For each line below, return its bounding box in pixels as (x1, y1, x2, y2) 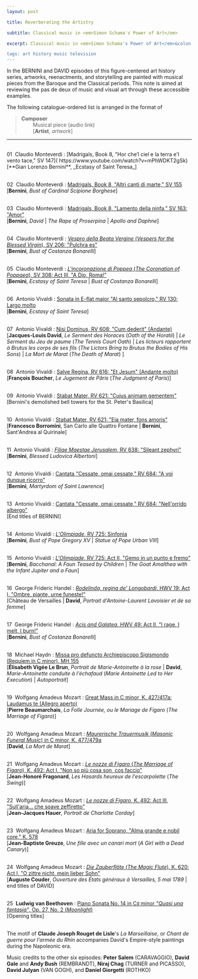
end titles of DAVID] (6, 882, 55, 890)
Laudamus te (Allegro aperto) (6, 700, 78, 707)
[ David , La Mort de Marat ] (6, 743, 71, 750)
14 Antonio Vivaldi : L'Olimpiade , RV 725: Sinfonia (6, 530, 127, 537)
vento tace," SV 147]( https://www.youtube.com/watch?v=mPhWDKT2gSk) (6, 157, 188, 164)
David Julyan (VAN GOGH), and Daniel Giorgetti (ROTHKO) (6, 967, 151, 974)
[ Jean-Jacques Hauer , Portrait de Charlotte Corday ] (6, 809, 135, 817)
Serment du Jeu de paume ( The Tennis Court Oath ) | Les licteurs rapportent (6, 338, 192, 345)
